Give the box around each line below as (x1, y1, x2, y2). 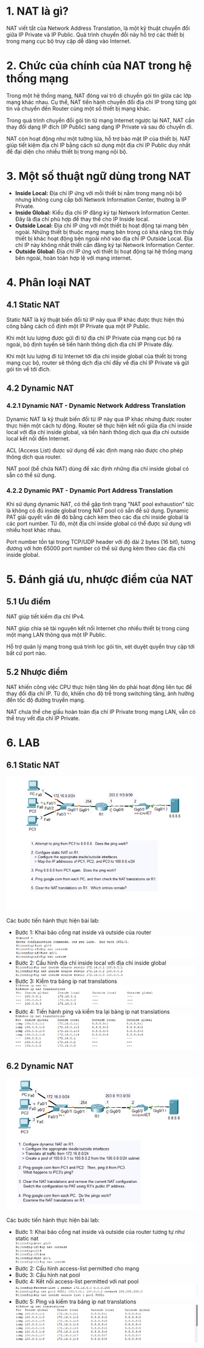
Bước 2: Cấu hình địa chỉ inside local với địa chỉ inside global (15, 959, 167, 967)
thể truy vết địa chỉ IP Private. (6, 715, 80, 722)
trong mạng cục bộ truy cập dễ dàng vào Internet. (6, 37, 132, 45)
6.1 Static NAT (6, 760, 60, 771)
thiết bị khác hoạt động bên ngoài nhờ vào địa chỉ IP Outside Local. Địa (15, 235, 193, 242)
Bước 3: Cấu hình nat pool (15, 1271, 80, 1278)
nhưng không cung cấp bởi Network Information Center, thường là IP (15, 196, 187, 203)
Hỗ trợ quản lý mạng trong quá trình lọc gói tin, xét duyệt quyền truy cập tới (6, 643, 195, 650)
